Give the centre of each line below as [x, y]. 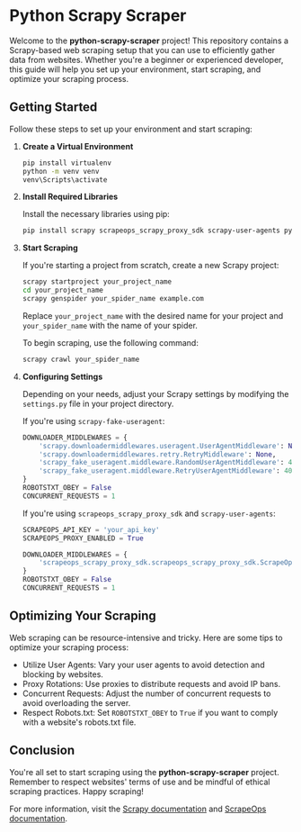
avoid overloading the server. [76, 702]
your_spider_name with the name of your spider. [110, 325]
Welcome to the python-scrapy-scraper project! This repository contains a [149, 41]
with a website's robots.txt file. [79, 722]
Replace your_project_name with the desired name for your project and [153, 315]
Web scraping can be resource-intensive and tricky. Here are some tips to [146, 638]
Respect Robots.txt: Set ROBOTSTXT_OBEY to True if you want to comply [150, 712]
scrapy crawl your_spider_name [81, 359]
